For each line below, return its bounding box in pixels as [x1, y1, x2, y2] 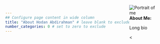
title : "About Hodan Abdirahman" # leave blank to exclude [5, 20, 131, 25]
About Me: [129, 15, 152, 21]
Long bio [129, 25, 148, 31]
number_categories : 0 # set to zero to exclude [5, 24, 106, 29]
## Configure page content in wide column [5, 15, 95, 20]
